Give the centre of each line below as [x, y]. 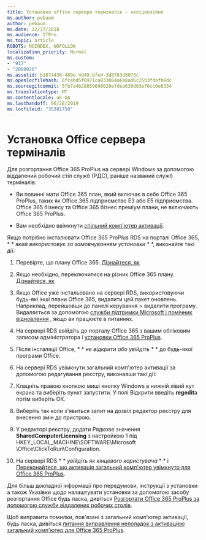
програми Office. [38, 356]
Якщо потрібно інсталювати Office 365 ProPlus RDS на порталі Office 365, [103, 237]
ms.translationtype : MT [37, 92]
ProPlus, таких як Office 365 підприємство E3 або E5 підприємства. [104, 201]
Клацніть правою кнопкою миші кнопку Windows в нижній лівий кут [105, 386]
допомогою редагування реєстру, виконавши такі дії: [86, 374]
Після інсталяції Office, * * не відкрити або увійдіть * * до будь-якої [104, 349]
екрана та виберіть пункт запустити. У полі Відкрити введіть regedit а [107, 393]
